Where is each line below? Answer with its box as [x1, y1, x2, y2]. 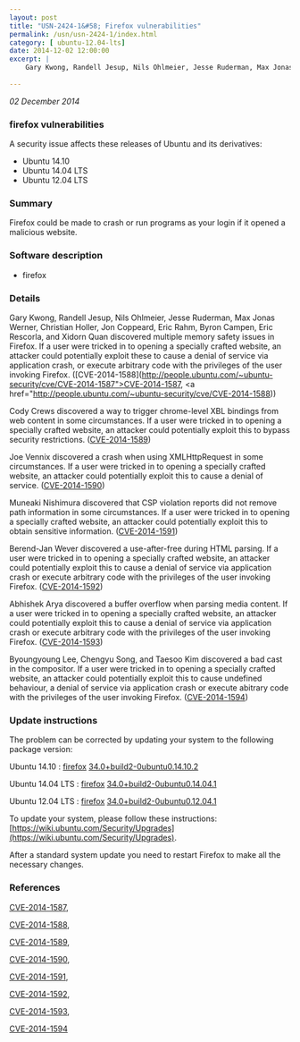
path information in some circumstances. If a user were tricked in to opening [9, 506, 290, 517]
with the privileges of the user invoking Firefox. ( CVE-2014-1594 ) [9, 691, 248, 702]
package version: [9, 744, 73, 755]
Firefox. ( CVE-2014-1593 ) [9, 636, 104, 647]
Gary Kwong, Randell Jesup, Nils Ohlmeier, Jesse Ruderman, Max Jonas [9, 312, 275, 323]
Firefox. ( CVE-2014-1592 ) [9, 580, 104, 591]
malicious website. [9, 227, 78, 238]
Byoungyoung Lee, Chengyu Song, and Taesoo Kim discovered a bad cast [9, 654, 283, 665]
